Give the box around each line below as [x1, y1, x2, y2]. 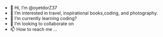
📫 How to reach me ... [10, 26, 57, 32]
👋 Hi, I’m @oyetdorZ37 [10, 5, 57, 10]
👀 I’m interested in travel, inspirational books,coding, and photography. [10, 10, 158, 16]
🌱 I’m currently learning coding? [10, 15, 77, 21]
